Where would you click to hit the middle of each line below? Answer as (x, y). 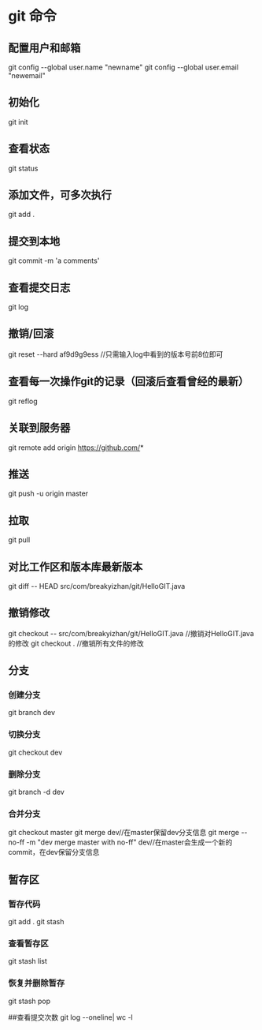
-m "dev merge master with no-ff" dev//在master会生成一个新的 (129, 842)
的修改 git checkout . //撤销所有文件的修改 (76, 643)
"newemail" (27, 75)
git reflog (23, 401)
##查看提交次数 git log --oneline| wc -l (70, 1017)
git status (23, 168)
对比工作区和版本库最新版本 (76, 566)
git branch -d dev (36, 792)
